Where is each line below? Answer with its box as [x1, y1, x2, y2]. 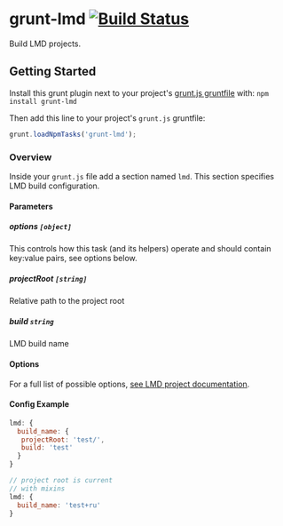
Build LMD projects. [9, 38, 82, 49]
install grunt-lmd [9, 97, 77, 106]
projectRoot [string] [9, 274, 88, 284]
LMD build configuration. [9, 180, 100, 191]
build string [9, 316, 55, 327]
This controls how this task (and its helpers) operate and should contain [9, 243, 272, 254]
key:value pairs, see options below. [9, 253, 138, 264]
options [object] [9, 221, 73, 232]
